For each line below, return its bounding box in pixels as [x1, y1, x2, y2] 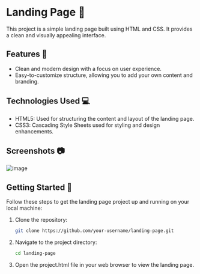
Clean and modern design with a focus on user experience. [14, 65, 162, 72]
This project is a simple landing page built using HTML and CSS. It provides [6, 25, 193, 32]
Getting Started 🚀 [6, 182, 73, 192]
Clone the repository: [14, 216, 68, 224]
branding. [14, 78, 39, 85]
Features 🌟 [6, 49, 47, 59]
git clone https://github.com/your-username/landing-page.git [14, 228, 174, 234]
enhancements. [14, 127, 54, 135]
